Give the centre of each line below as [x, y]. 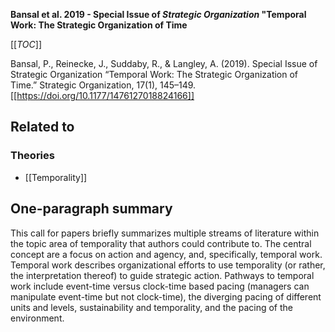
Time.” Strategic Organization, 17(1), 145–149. [103, 85]
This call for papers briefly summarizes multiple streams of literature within [165, 233]
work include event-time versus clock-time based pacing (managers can [160, 286]
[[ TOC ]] [26, 44]
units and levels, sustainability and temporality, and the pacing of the [151, 307]
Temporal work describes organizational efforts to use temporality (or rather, [168, 265]
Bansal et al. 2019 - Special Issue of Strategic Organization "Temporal [158, 14]
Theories [32, 156]
